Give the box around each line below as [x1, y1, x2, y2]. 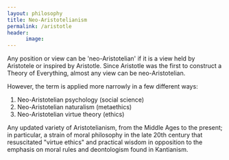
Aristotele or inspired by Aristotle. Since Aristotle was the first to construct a [7, 62, 222, 70]
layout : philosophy [7, 10, 63, 17]
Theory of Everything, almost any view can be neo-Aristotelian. [7, 69, 186, 78]
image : [25, 36, 45, 43]
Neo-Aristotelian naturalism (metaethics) [16, 103, 132, 111]
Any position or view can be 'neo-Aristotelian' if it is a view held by [7, 54, 195, 62]
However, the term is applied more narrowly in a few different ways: [7, 82, 198, 91]
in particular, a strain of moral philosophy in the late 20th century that [7, 131, 203, 139]
